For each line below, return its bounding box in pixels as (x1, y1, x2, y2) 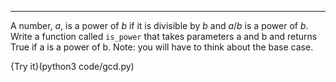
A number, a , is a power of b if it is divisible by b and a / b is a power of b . (10, 20, 309, 31)
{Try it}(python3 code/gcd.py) (10, 61, 135, 72)
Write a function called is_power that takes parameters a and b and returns (10, 31, 318, 42)
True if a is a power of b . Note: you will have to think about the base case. (10, 41, 314, 53)
